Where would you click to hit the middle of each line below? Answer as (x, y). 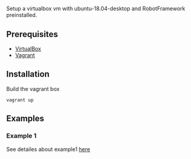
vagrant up (20, 100)
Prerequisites (32, 34)
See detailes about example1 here (48, 149)
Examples (25, 119)
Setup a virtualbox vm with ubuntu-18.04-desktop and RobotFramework (96, 8)
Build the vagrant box (33, 89)
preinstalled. (22, 15)
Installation (28, 74)
